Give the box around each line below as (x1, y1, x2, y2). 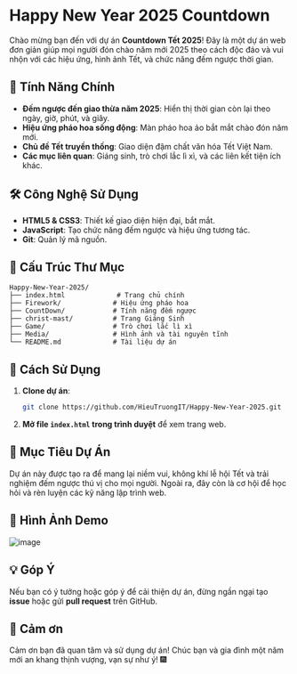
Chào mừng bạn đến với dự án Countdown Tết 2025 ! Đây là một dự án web (9, 35, 286, 45)
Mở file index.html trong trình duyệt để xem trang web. (21, 419, 227, 430)
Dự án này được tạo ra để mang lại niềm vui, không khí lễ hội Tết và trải (9, 468, 269, 479)
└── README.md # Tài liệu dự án (9, 337, 177, 347)
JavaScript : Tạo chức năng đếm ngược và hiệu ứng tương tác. (21, 224, 251, 235)
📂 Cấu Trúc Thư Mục (9, 259, 125, 274)
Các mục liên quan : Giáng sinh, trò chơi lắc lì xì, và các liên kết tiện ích (21, 150, 282, 161)
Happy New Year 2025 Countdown (9, 5, 270, 26)
